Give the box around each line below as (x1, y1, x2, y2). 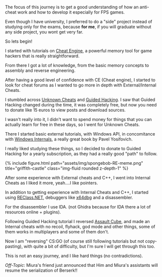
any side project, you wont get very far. (5, 29, 83, 35)
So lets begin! (5, 38, 32, 44)
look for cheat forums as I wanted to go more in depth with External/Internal (5, 82, 157, 88)
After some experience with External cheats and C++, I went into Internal (5, 175, 150, 180)
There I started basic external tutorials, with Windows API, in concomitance (5, 131, 155, 137)
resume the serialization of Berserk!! (5, 267, 78, 273)
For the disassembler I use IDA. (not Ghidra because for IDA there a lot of (5, 204, 151, 209)
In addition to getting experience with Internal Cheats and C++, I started (5, 190, 149, 195)
